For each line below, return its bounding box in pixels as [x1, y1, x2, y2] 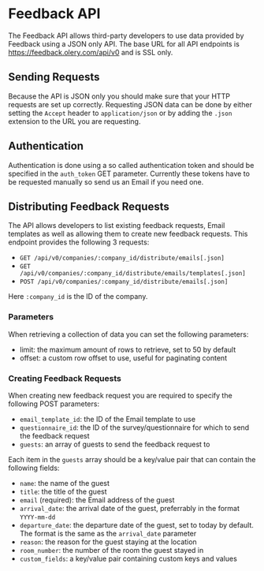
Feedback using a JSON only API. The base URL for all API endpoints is [8, 39, 240, 48]
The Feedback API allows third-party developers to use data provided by [8, 31, 244, 40]
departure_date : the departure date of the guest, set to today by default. [19, 520, 255, 529]
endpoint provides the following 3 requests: [8, 237, 150, 247]
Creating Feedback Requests [8, 372, 122, 383]
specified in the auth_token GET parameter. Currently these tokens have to [8, 169, 251, 178]
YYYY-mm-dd [19, 513, 56, 521]
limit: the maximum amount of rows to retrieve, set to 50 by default [19, 345, 236, 354]
